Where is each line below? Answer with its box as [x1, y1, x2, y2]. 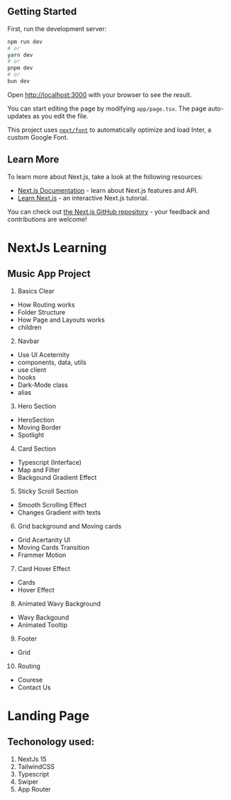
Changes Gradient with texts [17, 508, 101, 517]
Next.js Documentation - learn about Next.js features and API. [17, 186, 198, 194]
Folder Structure [17, 308, 66, 316]
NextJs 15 [17, 755, 47, 763]
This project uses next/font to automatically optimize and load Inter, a [7, 125, 212, 134]
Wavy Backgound [17, 613, 69, 621]
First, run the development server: [7, 24, 107, 33]
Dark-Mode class [17, 381, 69, 389]
